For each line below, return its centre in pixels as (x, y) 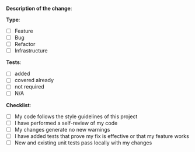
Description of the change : (39, 8)
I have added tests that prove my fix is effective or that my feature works (102, 136)
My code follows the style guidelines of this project (76, 116)
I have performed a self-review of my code (66, 123)
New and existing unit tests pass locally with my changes (83, 143)
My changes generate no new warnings (62, 129)
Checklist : (19, 105)
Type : (13, 20)
